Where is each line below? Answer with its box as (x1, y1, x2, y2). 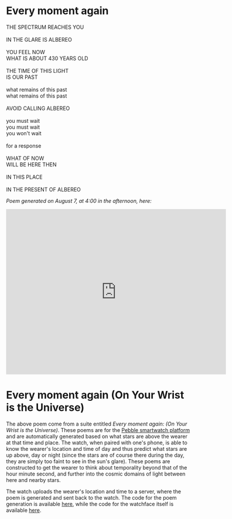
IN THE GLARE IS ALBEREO (6, 36, 72, 43)
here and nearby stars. (6, 476, 61, 483)
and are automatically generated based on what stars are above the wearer (6, 433, 187, 440)
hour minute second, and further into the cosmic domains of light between (6, 470, 186, 477)
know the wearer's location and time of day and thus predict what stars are (6, 445, 187, 452)
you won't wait (6, 129, 42, 136)
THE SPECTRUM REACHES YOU (6, 24, 84, 31)
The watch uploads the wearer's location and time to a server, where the (6, 488, 182, 495)
